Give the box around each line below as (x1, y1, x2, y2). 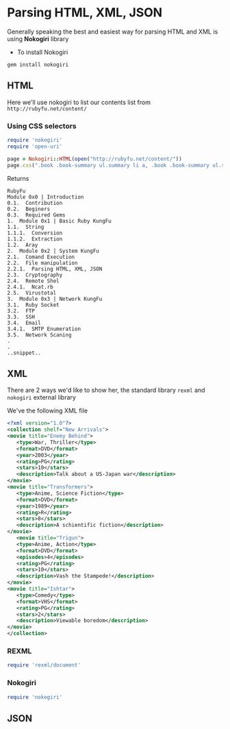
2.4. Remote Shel (7, 277, 60, 284)
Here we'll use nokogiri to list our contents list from (7, 98, 151, 106)
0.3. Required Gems (7, 211, 66, 219)
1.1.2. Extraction (7, 235, 63, 243)
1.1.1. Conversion (7, 230, 63, 236)
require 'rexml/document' (7, 662, 81, 669)
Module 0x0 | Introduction (7, 193, 84, 200)
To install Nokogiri (16, 48, 68, 56)
